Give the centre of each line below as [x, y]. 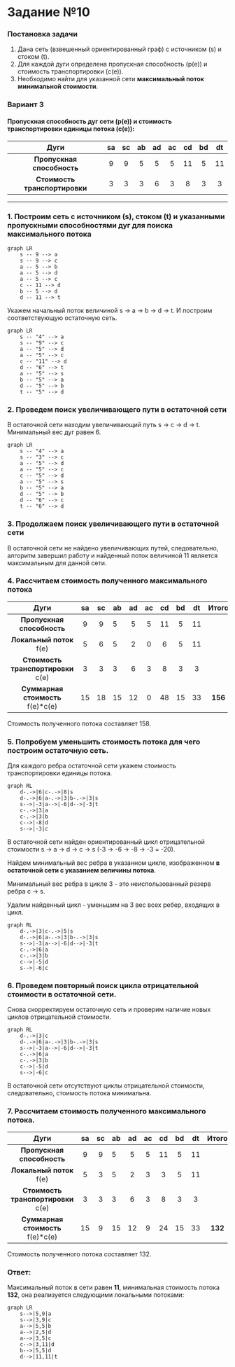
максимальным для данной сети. [57, 563]
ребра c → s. [26, 891]
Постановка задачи [43, 34]
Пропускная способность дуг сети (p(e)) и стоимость [90, 121]
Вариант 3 [26, 104]
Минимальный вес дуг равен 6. [54, 432]
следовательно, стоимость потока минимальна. [79, 1093]
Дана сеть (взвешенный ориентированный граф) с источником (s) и [119, 49]
